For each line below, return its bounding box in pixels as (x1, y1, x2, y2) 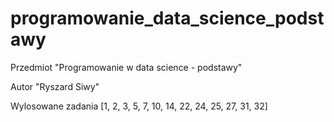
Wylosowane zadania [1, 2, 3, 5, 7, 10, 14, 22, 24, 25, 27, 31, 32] (10, 100, 268, 112)
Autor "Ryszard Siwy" (10, 80, 100, 92)
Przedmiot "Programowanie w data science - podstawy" (10, 61, 243, 73)
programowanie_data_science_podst (10, 7, 325, 30)
